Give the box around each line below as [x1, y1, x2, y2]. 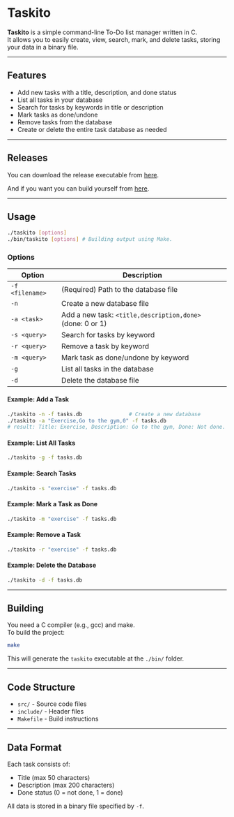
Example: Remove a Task [7, 531, 81, 539]
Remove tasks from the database [17, 117, 113, 126]
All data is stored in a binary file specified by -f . [7, 802, 145, 810]
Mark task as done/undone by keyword [61, 353, 189, 362]
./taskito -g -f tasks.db [7, 454, 82, 462]
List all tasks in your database [17, 96, 103, 104]
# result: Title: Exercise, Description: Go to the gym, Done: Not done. [7, 424, 226, 431]
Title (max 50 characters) [17, 773, 91, 781]
